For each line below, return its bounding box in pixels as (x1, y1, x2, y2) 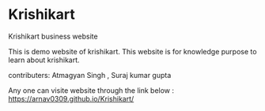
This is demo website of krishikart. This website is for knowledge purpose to (8, 46, 257, 56)
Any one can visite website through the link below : (8, 85, 175, 95)
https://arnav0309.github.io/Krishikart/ (8, 94, 134, 103)
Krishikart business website (8, 31, 98, 41)
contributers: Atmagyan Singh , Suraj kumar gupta (8, 70, 172, 80)
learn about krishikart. (8, 55, 81, 65)
